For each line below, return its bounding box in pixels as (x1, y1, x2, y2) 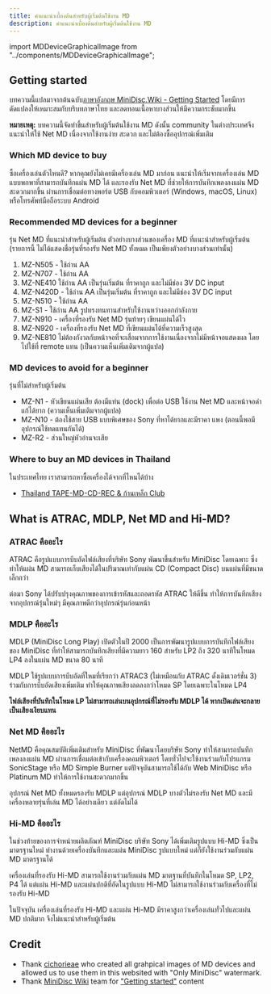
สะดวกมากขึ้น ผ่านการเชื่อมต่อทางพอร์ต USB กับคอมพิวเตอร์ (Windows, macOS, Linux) (9, 187, 257, 196)
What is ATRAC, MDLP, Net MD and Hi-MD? (9, 512, 231, 526)
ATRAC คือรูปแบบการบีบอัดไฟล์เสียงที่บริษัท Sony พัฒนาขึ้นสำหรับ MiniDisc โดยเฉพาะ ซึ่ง (9, 555, 257, 564)
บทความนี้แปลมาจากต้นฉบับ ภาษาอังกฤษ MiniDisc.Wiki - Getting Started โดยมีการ (9, 94, 245, 105)
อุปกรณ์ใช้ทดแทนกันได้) (20, 424, 85, 434)
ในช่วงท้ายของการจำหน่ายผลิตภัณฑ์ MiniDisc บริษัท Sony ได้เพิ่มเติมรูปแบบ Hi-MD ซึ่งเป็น (9, 837, 259, 846)
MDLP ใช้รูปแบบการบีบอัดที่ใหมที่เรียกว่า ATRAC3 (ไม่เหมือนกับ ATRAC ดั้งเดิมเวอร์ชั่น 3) (9, 671, 257, 681)
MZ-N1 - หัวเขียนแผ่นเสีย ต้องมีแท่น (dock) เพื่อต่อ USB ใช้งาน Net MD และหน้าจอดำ (20, 396, 262, 406)
